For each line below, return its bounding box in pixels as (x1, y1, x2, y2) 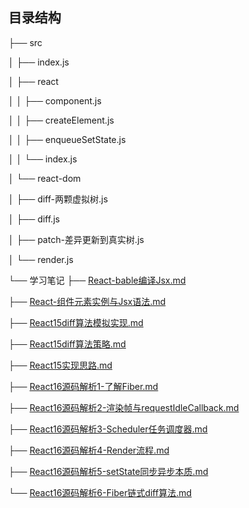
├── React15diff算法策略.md (8, 338, 126, 350)
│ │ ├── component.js (8, 94, 102, 107)
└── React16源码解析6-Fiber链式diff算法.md (8, 486, 193, 498)
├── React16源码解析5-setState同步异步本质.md (8, 465, 209, 477)
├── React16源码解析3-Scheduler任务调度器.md (8, 423, 208, 435)
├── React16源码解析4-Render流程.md (8, 444, 170, 456)
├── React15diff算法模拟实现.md (8, 316, 144, 328)
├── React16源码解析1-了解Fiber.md (8, 380, 159, 392)
